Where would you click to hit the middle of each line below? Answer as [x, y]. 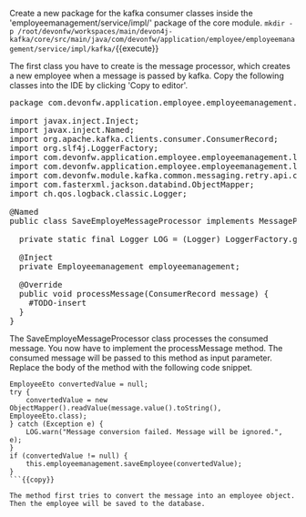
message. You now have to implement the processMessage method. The [146, 348]
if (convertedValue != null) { [69, 456]
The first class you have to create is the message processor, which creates [150, 66]
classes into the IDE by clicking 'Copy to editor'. [99, 85]
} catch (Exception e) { [56, 424]
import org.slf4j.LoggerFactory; [84, 148]
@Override [41, 284]
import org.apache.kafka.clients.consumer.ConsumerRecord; [144, 139]
